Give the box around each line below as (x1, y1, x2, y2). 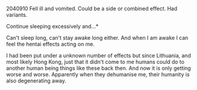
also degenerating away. (6, 77, 67, 84)
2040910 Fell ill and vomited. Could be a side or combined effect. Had (6, 5, 177, 12)
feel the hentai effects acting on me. (6, 41, 95, 47)
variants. (6, 11, 28, 18)
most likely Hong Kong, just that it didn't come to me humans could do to (6, 59, 185, 65)
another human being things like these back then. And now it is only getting (6, 65, 192, 72)
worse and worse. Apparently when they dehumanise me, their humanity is (6, 71, 190, 78)
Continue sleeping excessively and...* (6, 23, 99, 30)
